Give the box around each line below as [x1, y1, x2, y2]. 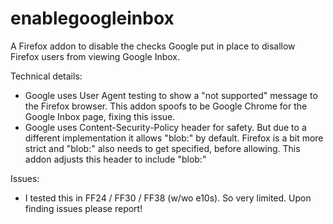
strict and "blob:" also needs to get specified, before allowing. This [24, 142, 301, 154]
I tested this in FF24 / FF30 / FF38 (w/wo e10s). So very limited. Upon [24, 192, 312, 204]
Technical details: [10, 70, 83, 82]
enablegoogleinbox [10, 7, 175, 30]
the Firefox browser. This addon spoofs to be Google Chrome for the [24, 100, 308, 112]
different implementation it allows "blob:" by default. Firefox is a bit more [24, 132, 324, 144]
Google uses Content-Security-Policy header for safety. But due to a [24, 121, 307, 133]
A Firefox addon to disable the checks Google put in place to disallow [10, 40, 296, 52]
